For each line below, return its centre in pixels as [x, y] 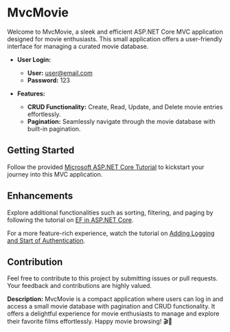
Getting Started [41, 150]
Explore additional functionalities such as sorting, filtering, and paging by [110, 212]
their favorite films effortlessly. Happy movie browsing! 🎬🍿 [90, 322]
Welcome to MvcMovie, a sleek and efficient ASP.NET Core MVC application [115, 32]
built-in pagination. [54, 129]
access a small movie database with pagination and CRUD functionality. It [111, 307]
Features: [31, 93]
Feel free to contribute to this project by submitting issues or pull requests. [113, 278]
